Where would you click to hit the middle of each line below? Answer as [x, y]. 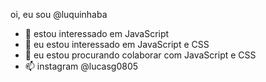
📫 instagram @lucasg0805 [81, 66]
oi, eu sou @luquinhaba [59, 14]
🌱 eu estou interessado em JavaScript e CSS [117, 44]
